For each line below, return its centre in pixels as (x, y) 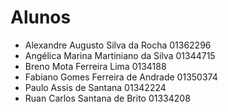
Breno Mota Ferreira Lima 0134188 (95, 66)
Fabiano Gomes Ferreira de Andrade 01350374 (121, 77)
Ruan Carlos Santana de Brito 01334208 (107, 98)
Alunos (41, 17)
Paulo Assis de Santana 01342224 (95, 87)
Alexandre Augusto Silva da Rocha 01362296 (118, 45)
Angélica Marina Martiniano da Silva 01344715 (120, 55)
